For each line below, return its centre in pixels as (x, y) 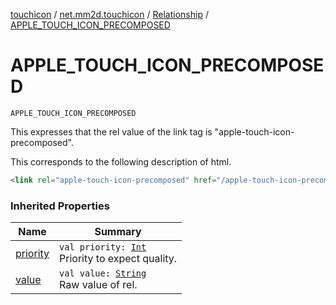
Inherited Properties (60, 206)
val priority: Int (103, 247)
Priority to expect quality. (118, 259)
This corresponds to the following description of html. (121, 161)
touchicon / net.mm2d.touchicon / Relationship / (109, 14)
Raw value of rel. (98, 285)
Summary (118, 232)
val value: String (103, 273)
